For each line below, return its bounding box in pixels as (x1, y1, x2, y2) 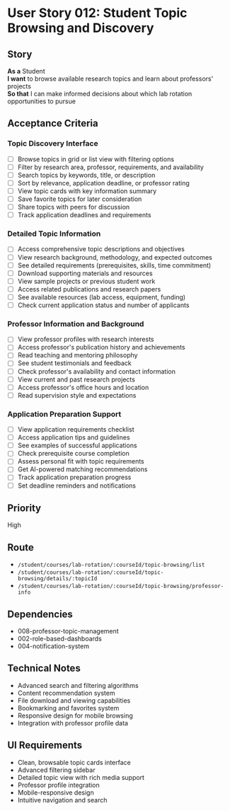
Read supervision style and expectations (17, 391, 137, 399)
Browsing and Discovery (7, 20, 154, 36)
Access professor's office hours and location (17, 383, 149, 391)
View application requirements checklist (17, 425, 134, 434)
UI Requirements (7, 740, 83, 752)
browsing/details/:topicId (17, 575, 98, 582)
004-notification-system (17, 642, 90, 650)
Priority (7, 502, 41, 514)
